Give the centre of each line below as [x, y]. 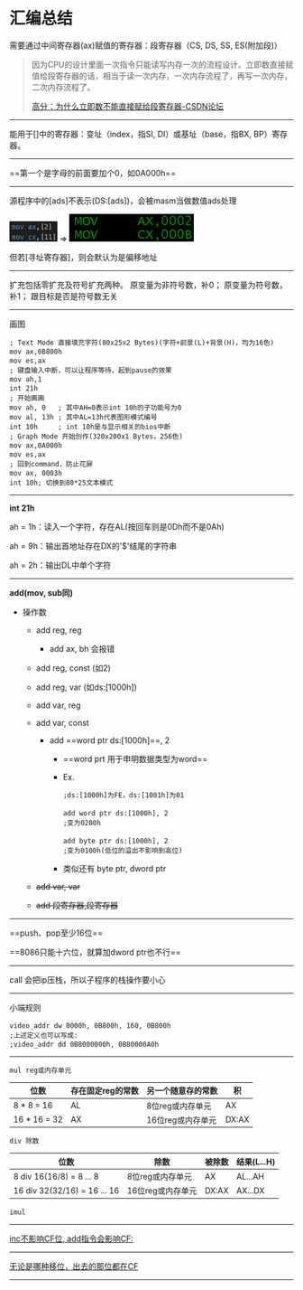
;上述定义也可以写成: [44, 1035]
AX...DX [250, 1191]
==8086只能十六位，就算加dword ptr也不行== [96, 952]
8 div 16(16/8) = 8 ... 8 [56, 1176]
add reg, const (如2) [73, 668]
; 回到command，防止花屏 [51, 464]
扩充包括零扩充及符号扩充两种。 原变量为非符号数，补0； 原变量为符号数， [148, 285]
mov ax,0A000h [36, 445]
